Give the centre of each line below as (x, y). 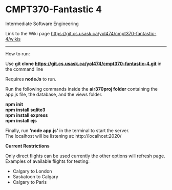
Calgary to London (32, 171)
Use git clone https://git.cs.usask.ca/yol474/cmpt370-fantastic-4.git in (83, 64)
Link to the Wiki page (28, 33)
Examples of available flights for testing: (47, 161)
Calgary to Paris (30, 182)
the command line (24, 69)
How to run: (18, 54)
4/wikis (13, 39)
